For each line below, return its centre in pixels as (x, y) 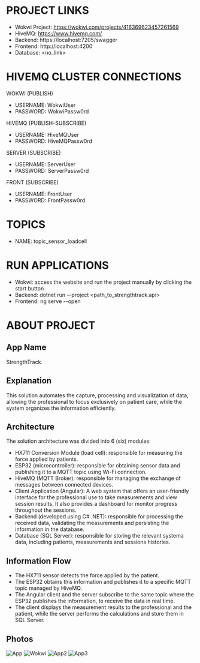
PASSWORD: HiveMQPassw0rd (54, 141)
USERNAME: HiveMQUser (47, 134)
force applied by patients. (46, 459)
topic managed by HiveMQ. (49, 588)
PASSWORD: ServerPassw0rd (52, 170)
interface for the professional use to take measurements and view (96, 497)
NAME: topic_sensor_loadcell (51, 241)
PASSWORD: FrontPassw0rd (50, 200)
